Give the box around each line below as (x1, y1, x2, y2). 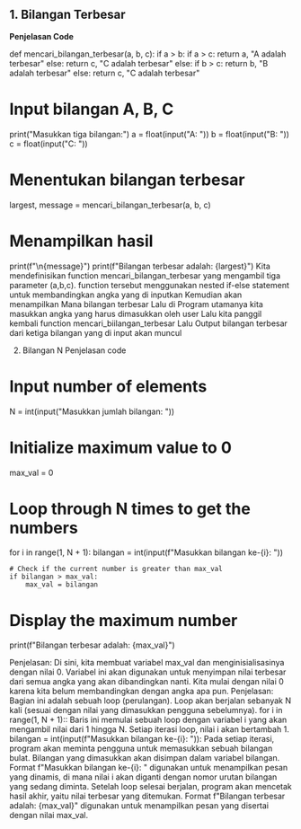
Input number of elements (9, 376, 208, 396)
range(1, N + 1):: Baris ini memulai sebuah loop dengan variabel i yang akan (9, 714, 288, 726)
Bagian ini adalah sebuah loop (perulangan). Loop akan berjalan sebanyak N (9, 695, 292, 706)
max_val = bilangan (25, 580, 99, 589)
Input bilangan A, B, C (9, 99, 174, 119)
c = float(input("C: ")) (9, 138, 88, 149)
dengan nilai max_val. (9, 810, 89, 821)
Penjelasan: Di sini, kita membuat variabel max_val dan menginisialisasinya (9, 657, 285, 668)
